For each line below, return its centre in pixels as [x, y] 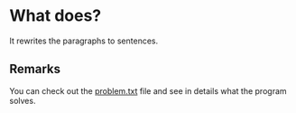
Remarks [35, 69]
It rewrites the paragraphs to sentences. [84, 41]
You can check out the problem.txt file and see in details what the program [148, 90]
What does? [55, 16]
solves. [23, 100]
